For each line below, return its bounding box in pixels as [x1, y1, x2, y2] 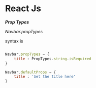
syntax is [5, 38, 24, 44]
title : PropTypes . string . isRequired [14, 56, 92, 61]
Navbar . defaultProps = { [5, 69, 56, 75]
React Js [5, 3, 41, 14]
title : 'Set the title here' [14, 74, 76, 79]
